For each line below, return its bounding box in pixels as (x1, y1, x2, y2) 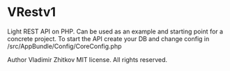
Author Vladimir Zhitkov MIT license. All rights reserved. (7, 55, 168, 63)
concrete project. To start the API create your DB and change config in (7, 34, 210, 42)
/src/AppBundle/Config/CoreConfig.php (7, 42, 122, 50)
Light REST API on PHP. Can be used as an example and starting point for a (7, 27, 224, 35)
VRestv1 (7, 4, 56, 20)
